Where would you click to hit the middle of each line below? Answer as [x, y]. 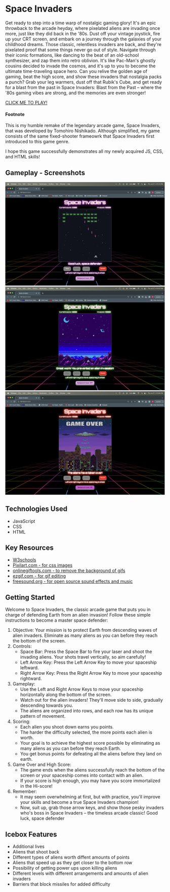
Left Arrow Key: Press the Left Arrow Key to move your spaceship [88, 662]
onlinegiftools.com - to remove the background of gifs [69, 571]
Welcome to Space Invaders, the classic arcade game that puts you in [78, 610]
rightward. [31, 678]
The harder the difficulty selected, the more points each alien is [86, 733]
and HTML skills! [23, 157]
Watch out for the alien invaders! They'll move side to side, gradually [92, 700]
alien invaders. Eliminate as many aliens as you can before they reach [85, 635]
